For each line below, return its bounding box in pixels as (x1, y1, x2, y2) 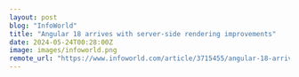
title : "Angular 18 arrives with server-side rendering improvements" (9, 29, 277, 38)
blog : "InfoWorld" (9, 21, 77, 30)
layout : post (9, 12, 58, 22)
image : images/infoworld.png (9, 46, 117, 55)
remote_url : (9, 54, 53, 63)
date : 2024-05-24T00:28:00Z (9, 37, 114, 47)
